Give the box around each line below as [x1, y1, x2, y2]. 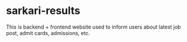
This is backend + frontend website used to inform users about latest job [6, 23, 181, 30]
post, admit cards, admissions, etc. [6, 29, 91, 36]
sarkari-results [6, 4, 81, 17]
